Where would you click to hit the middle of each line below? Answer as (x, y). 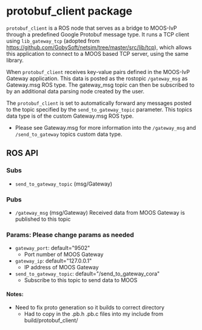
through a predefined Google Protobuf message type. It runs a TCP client (98, 34)
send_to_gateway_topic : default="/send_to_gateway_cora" (87, 274)
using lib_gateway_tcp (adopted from (53, 41)
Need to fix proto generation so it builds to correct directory (90, 308)
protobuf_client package (69, 11)
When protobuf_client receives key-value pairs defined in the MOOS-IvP (98, 72)
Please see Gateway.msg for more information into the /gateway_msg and (105, 127)
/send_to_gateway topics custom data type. (69, 134)
